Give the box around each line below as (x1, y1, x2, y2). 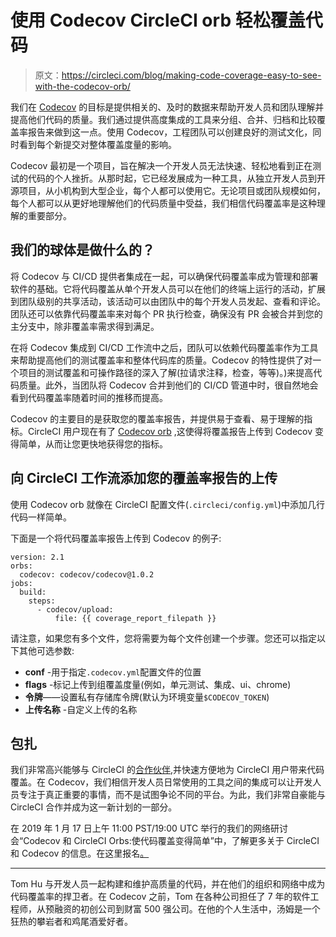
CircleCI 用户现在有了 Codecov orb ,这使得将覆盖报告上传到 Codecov (27, 425, 313, 437)
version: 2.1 (10, 552, 65, 562)
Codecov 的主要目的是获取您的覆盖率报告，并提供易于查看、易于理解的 (10, 412, 305, 425)
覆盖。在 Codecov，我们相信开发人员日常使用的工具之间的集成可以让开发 (10, 776, 313, 788)
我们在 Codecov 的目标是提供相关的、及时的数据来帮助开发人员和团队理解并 (10, 101, 325, 113)
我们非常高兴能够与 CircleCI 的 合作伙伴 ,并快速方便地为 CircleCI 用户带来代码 (10, 764, 325, 776)
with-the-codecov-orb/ (34, 80, 131, 92)
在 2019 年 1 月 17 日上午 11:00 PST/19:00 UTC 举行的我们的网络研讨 (10, 822, 289, 835)
